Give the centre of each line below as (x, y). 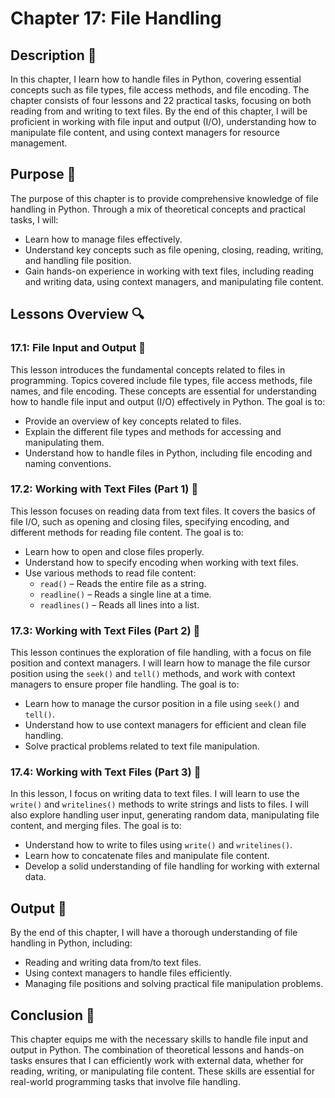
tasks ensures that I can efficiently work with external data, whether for (157, 1061)
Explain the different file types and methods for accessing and (153, 431)
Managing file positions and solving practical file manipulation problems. (174, 984)
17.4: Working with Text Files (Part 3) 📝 (106, 772)
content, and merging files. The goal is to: (96, 826)
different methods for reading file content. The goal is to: (127, 532)
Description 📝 (53, 55)
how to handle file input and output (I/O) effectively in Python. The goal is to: (168, 401)
